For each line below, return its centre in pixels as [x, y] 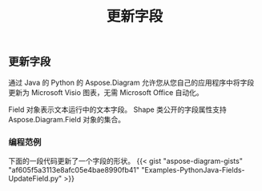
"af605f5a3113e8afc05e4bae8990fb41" [74, 169]
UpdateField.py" [35, 178]
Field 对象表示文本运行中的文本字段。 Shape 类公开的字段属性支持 [117, 109]
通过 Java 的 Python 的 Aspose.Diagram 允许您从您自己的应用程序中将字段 [131, 82]
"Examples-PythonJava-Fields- [193, 169]
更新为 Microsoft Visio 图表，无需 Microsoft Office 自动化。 [106, 92]
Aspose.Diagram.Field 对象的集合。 [67, 119]
